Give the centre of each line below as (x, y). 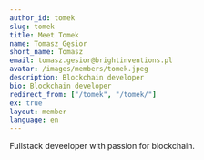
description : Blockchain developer (77, 78)
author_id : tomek (42, 18)
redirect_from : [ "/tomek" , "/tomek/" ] (83, 94)
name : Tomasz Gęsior (49, 43)
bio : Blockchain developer (61, 86)
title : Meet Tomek (44, 35)
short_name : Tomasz (46, 52)
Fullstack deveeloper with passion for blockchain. (102, 146)
